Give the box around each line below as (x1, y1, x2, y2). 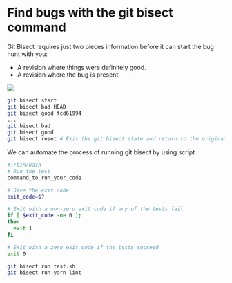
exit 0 (7, 250, 26, 257)
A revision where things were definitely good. (17, 63, 146, 71)
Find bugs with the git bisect (7, 5, 174, 21)
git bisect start (7, 97, 57, 104)
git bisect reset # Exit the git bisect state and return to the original (7, 136, 227, 143)
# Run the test (7, 167, 51, 174)
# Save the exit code (7, 187, 70, 194)
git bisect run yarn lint (7, 269, 81, 276)
